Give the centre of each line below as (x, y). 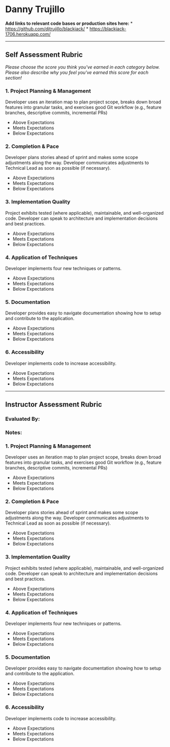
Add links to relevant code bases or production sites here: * (69, 23)
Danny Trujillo (35, 9)
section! (14, 77)
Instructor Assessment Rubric (54, 404)
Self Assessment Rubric (44, 55)
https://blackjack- (108, 28)
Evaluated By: (23, 419)
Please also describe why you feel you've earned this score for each (77, 72)
